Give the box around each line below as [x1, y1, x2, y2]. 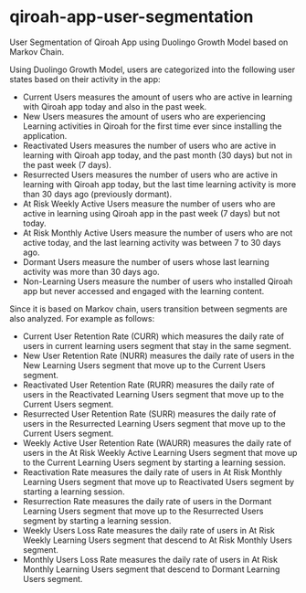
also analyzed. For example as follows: [9, 312, 155, 323]
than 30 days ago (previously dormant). [22, 188, 173, 199]
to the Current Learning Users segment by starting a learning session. [22, 457, 286, 468]
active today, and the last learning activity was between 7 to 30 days [22, 237, 281, 248]
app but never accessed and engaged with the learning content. [22, 285, 265, 296]
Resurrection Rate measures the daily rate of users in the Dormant [22, 495, 272, 506]
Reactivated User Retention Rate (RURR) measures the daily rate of [22, 379, 275, 390]
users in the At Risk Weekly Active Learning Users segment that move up [22, 447, 298, 458]
